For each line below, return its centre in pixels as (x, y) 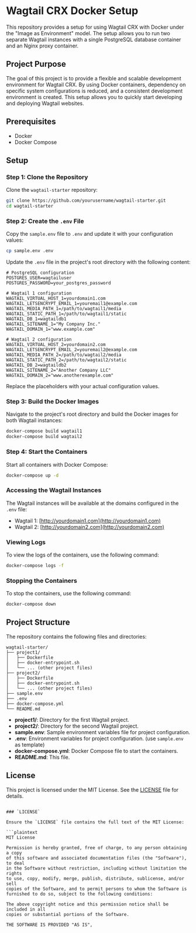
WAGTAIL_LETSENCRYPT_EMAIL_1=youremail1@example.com (72, 304)
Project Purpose (36, 64)
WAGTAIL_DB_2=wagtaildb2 (36, 365)
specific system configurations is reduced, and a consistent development (94, 91)
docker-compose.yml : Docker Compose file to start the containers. (96, 751)
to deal (16, 863)
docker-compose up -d (32, 475)
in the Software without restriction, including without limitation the (97, 868)
